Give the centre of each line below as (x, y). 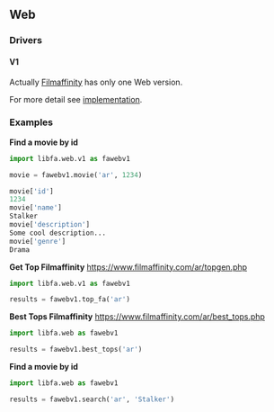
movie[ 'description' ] (50, 225)
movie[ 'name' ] (36, 208)
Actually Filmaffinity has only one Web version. (96, 82)
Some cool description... (57, 233)
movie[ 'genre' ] (38, 241)
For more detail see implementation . (76, 99)
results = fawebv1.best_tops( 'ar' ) (76, 350)
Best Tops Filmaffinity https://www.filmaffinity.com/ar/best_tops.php (137, 317)
